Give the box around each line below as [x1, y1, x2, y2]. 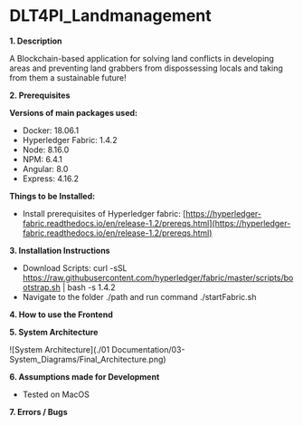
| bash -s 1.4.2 [62, 282, 116, 293]
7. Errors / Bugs [9, 406, 68, 417]
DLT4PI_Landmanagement [9, 5, 212, 26]
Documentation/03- [111, 344, 185, 354]
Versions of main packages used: [9, 107, 138, 118]
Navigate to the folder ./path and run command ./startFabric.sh [22, 291, 257, 302]
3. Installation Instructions [9, 245, 110, 256]
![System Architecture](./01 [9, 344, 110, 354]
